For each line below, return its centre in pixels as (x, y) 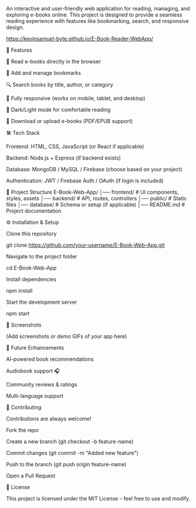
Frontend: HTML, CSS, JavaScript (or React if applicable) (75, 146)
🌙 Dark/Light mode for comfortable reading (58, 109)
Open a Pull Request (31, 476)
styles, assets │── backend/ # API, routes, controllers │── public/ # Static (97, 198)
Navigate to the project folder (42, 256)
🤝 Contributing (24, 407)
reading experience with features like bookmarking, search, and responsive (98, 21)
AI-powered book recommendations (50, 359)
